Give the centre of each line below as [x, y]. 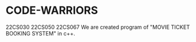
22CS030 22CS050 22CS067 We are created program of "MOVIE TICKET [98, 27]
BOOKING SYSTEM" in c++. [40, 33]
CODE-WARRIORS [52, 10]
